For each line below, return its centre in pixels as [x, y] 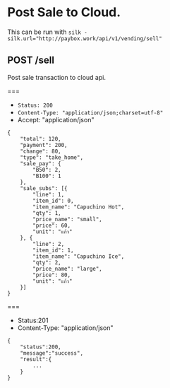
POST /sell [31, 60]
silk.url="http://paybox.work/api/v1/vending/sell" [85, 39]
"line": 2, [49, 244]
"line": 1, [49, 194]
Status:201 [33, 320]
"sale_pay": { [41, 163]
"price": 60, [52, 225]
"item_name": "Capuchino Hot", [79, 207]
